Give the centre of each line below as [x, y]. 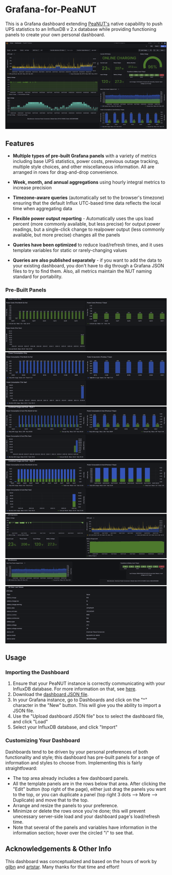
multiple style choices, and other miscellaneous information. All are [83, 167]
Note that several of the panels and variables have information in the [85, 827]
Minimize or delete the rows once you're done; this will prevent [79, 811]
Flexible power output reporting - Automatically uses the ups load [83, 218]
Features [20, 143]
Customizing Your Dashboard [43, 740]
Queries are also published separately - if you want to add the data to [87, 260]
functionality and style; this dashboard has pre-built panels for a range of [82, 757]
